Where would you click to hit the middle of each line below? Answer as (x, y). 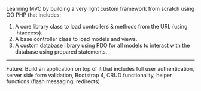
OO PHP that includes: (34, 15)
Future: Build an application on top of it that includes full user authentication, (100, 69)
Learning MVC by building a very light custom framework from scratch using (100, 9)
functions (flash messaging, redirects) (53, 81)
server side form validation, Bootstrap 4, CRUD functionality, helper (89, 75)
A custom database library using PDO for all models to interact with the (102, 45)
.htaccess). (29, 33)
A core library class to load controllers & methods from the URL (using (101, 26)
